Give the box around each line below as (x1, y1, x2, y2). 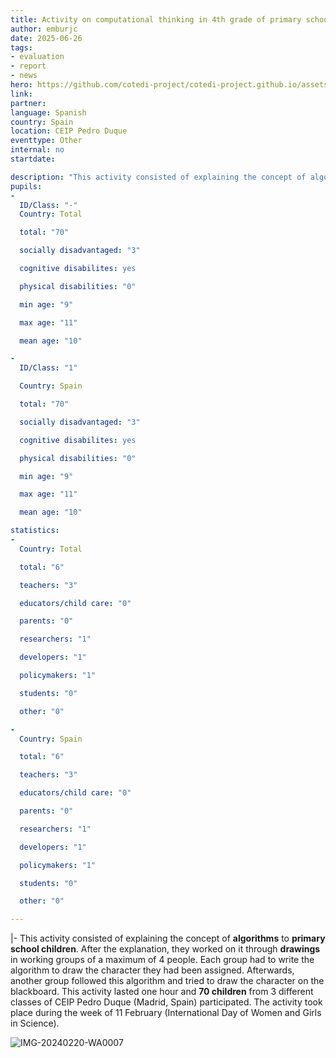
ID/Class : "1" (19, 363, 78, 373)
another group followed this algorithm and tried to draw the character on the (10, 975, 325, 987)
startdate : (10, 154, 56, 164)
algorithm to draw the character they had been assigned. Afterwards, (10, 964, 295, 976)
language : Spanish (10, 107, 87, 118)
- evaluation (10, 52, 65, 62)
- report (10, 61, 47, 71)
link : (10, 89, 33, 99)
